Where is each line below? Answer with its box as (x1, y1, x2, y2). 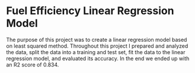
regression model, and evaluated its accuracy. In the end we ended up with (6, 55, 190, 62)
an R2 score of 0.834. (6, 61, 59, 68)
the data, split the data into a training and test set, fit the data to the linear (6, 48, 186, 55)
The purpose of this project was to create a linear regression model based (6, 36, 187, 43)
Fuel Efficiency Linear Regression (6, 4, 174, 18)
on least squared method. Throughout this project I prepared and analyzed (6, 42, 188, 49)
